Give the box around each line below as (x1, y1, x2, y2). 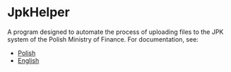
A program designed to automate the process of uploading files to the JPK (7, 28, 224, 36)
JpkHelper (7, 4, 71, 20)
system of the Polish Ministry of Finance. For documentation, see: (7, 35, 199, 43)
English (17, 56, 40, 64)
